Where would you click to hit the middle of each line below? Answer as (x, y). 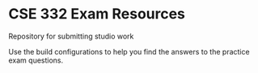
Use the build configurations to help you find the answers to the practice (129, 51)
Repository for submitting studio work (71, 36)
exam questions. (36, 60)
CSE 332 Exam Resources (97, 14)
